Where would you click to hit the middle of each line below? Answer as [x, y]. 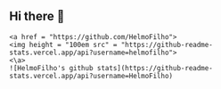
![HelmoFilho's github [51, 68]
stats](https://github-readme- [155, 68]
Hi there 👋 [37, 16]
